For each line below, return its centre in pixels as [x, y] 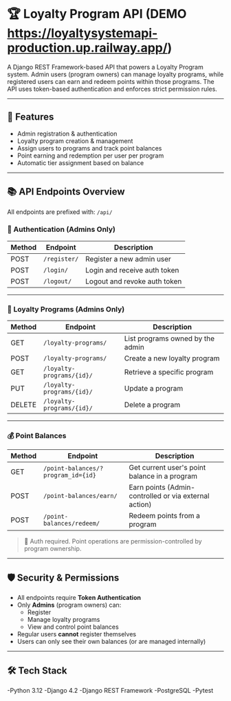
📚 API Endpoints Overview [66, 192]
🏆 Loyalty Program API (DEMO [97, 14]
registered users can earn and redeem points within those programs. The [111, 81]
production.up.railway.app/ [87, 48]
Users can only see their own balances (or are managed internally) [111, 642]
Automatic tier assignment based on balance [80, 162]
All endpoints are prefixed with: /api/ [60, 212]
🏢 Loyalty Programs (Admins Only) [66, 309]
